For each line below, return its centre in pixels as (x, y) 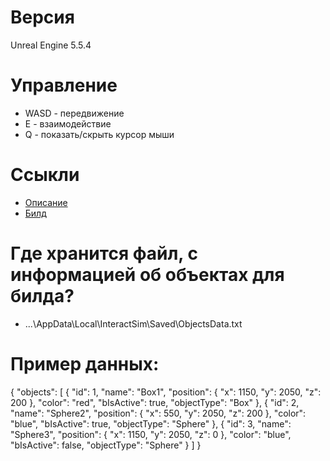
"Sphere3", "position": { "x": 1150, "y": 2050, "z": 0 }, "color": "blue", (151, 434)
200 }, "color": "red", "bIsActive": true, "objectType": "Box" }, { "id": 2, (155, 402)
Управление (64, 85)
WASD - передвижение (74, 113)
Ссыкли (45, 175)
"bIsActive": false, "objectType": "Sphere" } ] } (106, 445)
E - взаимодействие (68, 123)
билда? (42, 296)
